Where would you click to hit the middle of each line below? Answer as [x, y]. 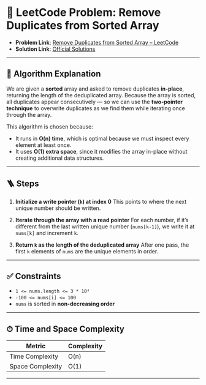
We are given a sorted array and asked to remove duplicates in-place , [95, 89]
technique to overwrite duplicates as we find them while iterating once [96, 108]
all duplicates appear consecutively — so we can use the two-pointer [94, 102]
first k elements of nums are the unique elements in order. [87, 251]
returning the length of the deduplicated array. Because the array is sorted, [101, 95]
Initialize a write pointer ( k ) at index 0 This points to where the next [101, 201]
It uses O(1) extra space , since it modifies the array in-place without [101, 151]
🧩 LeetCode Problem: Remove [84, 13]
